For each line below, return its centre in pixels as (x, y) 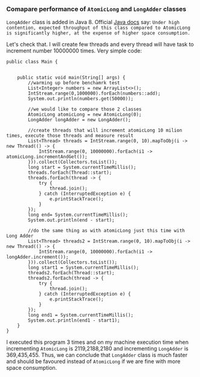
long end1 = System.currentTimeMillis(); (81, 315)
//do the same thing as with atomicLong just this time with (107, 231)
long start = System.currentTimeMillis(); (82, 168)
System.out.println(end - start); (71, 220)
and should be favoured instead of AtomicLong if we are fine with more (93, 361)
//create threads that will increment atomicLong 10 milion (105, 131)
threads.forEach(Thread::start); (70, 173)
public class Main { (32, 62)
